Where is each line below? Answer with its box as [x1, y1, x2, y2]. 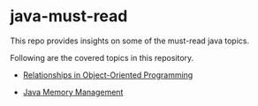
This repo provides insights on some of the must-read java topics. [10, 35, 250, 46]
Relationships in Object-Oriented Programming [22, 69, 193, 80]
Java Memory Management [22, 87, 124, 97]
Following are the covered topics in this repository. [10, 52, 194, 63]
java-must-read [10, 6, 128, 26]
